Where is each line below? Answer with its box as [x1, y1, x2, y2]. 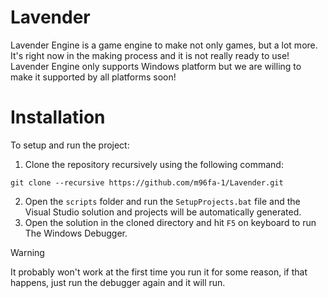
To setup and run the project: [10, 139, 130, 151]
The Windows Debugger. [24, 227, 128, 239]
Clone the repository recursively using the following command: [24, 158, 284, 170]
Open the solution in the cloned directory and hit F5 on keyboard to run [24, 216, 317, 228]
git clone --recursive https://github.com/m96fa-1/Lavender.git [10, 177, 284, 188]
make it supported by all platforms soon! [10, 71, 177, 83]
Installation [10, 106, 106, 129]
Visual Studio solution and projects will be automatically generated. [24, 206, 302, 218]
